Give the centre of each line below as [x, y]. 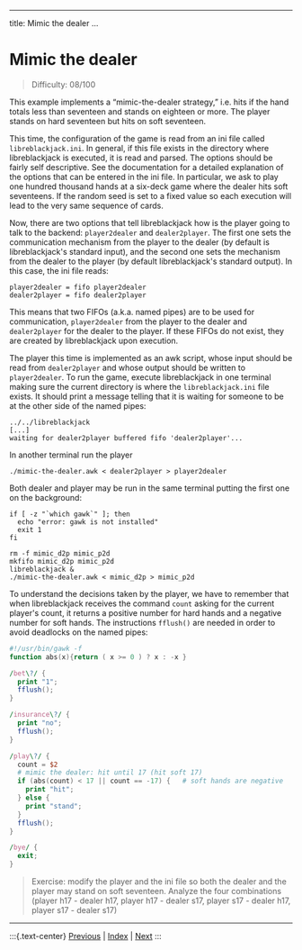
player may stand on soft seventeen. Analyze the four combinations [156, 891]
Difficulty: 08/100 [63, 84]
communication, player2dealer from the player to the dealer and [128, 321]
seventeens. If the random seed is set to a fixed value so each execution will [151, 195]
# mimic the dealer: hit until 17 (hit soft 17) [110, 773]
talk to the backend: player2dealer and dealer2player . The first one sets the [151, 232]
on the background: [46, 497]
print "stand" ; [54, 806]
